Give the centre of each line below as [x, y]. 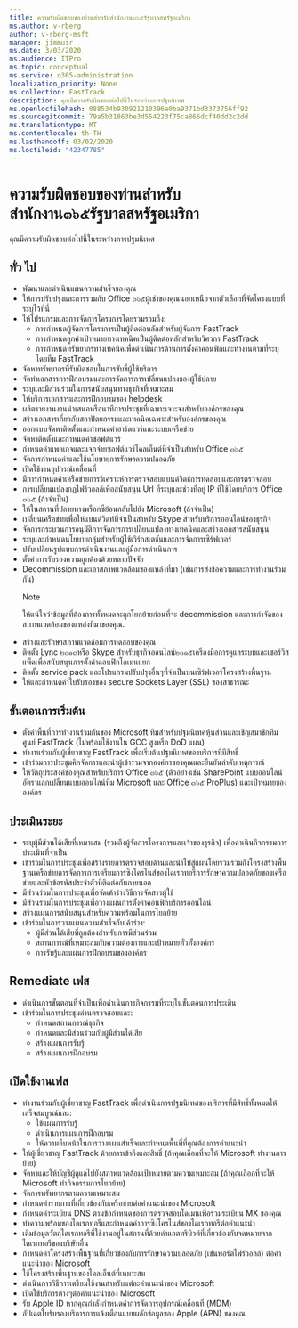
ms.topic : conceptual [49, 68]
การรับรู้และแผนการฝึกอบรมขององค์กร [91, 953]
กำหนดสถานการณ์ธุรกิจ [69, 1022]
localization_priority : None [63, 84]
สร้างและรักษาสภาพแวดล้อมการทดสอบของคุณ [89, 642]
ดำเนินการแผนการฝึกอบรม [74, 1133]
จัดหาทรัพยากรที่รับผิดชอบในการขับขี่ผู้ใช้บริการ [89, 369]
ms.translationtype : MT [53, 126]
